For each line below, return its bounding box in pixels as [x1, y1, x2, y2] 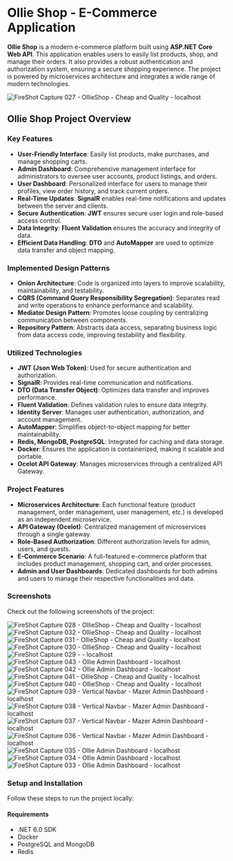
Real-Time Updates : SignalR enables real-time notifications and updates [17, 194, 227, 202]
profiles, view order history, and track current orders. [17, 186, 170, 195]
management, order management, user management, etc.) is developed [17, 507, 224, 516]
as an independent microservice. [17, 515, 112, 523]
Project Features [7, 484, 65, 494]
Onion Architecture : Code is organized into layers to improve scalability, [17, 279, 225, 287]
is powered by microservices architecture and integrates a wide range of [7, 72, 216, 81]
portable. [17, 452, 44, 461]
